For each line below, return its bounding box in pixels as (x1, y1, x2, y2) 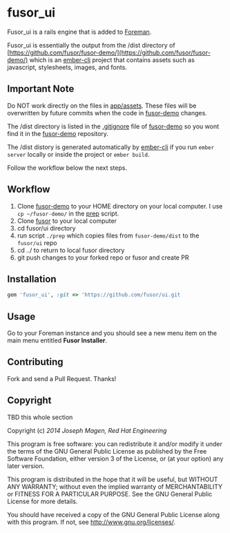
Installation (7, 273, 57, 284)
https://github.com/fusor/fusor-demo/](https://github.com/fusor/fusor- (9, 48, 211, 57)
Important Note (7, 83, 75, 95)
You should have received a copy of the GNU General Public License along (7, 510, 220, 519)
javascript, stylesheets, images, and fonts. (7, 63, 128, 71)
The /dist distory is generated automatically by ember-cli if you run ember (7, 143, 215, 151)
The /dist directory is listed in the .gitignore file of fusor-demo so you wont (7, 122, 220, 130)
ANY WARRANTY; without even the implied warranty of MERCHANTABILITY (7, 482, 223, 491)
